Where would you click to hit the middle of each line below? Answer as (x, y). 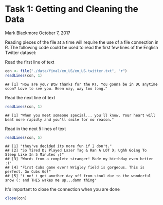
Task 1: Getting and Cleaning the (72, 9)
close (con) (16, 198)
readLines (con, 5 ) (24, 137)
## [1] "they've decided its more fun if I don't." (58, 146)
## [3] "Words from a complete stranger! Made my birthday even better (79, 159)
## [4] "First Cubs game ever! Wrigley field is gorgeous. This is (75, 168)
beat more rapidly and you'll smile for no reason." (60, 120)
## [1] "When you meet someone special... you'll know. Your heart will (80, 115)
